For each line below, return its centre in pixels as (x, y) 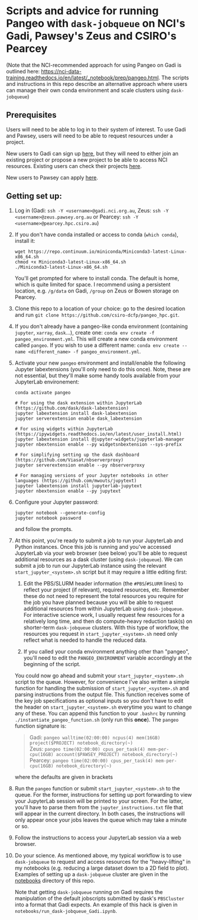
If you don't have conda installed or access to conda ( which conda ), (96, 234)
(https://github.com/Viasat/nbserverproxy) (69, 460)
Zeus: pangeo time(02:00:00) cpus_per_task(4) (87, 749)
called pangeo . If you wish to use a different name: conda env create (97, 345)
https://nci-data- (61, 71)
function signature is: (40, 726)
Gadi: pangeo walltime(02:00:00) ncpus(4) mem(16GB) (95, 737)
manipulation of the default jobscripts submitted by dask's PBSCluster (99, 898)
